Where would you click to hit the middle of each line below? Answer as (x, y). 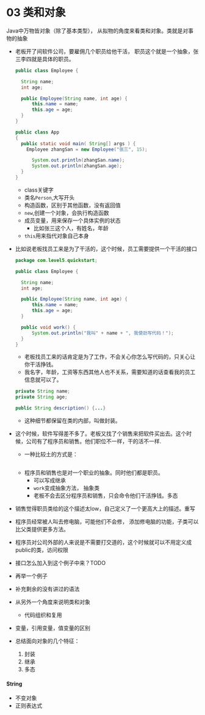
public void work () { (49, 327)
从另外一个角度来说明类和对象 (52, 602)
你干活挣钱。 (40, 364)
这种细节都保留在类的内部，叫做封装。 (72, 421)
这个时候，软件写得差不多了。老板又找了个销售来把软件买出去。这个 (101, 434)
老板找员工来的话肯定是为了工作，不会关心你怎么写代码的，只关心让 (110, 357)
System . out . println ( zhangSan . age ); (77, 166)
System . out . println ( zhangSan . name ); (78, 160)
